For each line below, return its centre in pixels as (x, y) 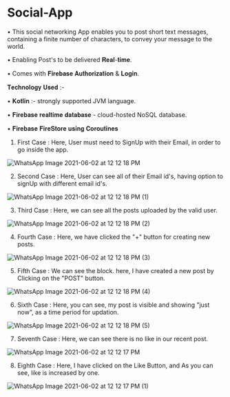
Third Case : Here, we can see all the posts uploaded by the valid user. (117, 210)
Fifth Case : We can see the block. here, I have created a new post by (116, 270)
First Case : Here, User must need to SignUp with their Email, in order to (119, 142)
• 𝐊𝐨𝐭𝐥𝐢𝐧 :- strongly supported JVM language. (72, 100)
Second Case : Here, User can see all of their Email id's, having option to (120, 176)
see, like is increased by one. (58, 372)
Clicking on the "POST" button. (61, 278)
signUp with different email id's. (62, 183)
